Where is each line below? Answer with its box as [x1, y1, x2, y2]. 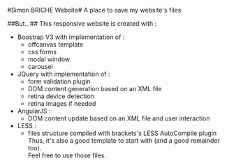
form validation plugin [27, 77, 91, 86]
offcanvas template [27, 40, 84, 48]
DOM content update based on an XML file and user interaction [27, 114, 211, 123]
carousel [27, 63, 54, 70]
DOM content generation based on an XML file [27, 85, 162, 93]
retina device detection [27, 92, 94, 100]
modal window [27, 55, 71, 63]
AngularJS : [17, 107, 51, 115]
